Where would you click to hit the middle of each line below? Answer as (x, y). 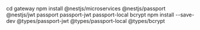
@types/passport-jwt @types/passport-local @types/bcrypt (91, 21)
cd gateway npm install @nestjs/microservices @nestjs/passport (86, 9)
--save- (185, 15)
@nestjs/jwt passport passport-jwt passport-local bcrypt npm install (90, 15)
